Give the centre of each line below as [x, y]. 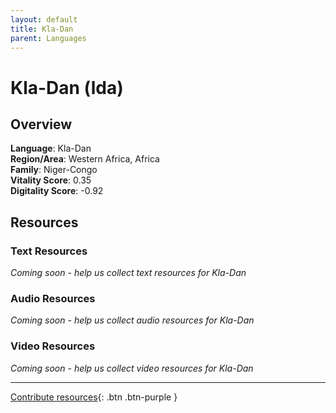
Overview [41, 124]
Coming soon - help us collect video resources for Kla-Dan [132, 368]
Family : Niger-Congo [54, 170]
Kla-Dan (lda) [67, 87]
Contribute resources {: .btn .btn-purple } [94, 397]
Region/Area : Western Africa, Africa [85, 159]
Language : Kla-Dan [51, 148]
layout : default [44, 19]
